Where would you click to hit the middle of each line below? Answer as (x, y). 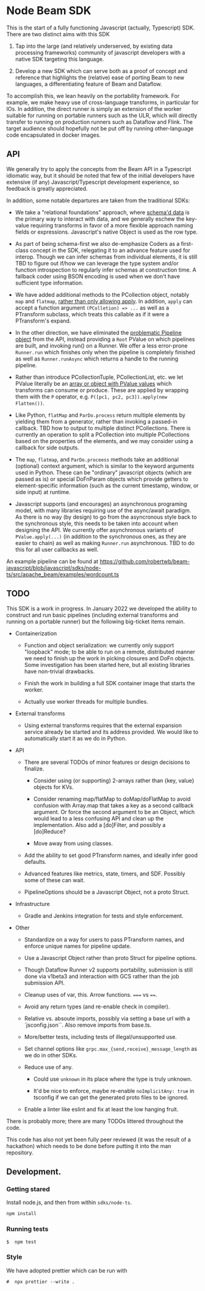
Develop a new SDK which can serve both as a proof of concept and (101, 70)
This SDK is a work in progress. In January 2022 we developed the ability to (102, 608)
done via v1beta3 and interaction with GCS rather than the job (102, 976)
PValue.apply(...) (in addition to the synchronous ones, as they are (101, 536)
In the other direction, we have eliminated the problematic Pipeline (98, 332)
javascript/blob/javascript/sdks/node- (54, 568)
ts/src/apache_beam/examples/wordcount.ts (63, 574)
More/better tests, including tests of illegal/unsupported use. (100, 1037)
